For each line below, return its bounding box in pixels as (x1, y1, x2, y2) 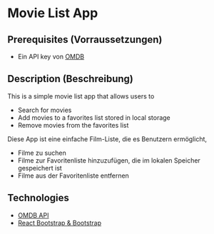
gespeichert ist (17, 163, 62, 172)
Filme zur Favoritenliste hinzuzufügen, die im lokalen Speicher (17, 156, 201, 165)
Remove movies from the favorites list (17, 121, 129, 129)
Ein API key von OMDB (17, 52, 84, 61)
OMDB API (17, 210, 49, 219)
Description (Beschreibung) (7, 73, 133, 85)
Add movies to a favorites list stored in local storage (17, 113, 171, 122)
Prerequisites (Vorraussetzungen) (7, 34, 163, 46)
